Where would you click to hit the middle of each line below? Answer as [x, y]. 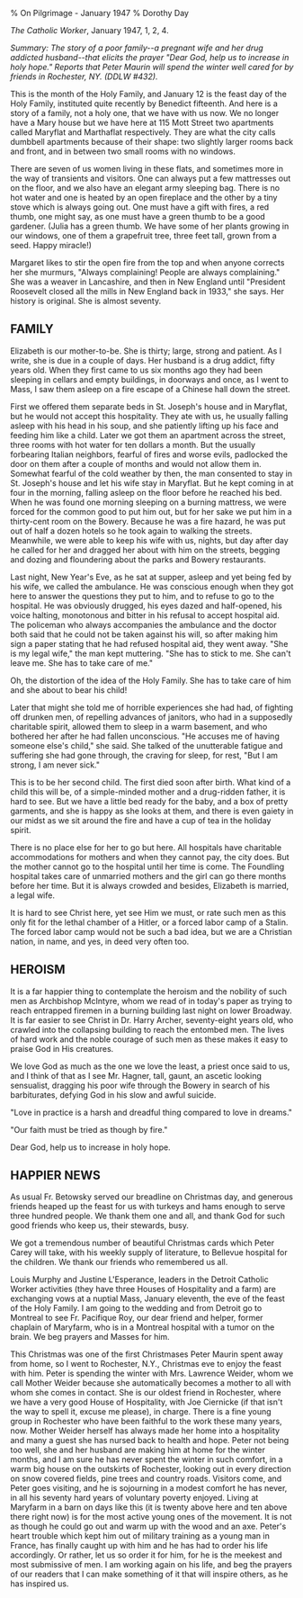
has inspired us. [40, 1584]
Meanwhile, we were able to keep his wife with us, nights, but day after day [149, 540]
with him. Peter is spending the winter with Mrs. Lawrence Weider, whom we [152, 1374]
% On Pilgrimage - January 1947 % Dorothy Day [100, 13]
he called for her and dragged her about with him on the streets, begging [145, 550]
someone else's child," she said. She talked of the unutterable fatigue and [147, 745]
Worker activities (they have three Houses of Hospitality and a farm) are [143, 1289]
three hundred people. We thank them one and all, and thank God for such [148, 1216]
